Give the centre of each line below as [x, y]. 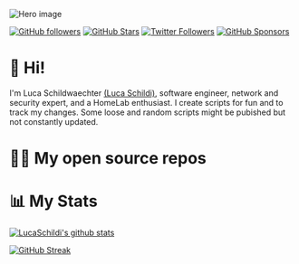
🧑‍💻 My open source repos [108, 159]
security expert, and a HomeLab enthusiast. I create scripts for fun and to [146, 102]
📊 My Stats [53, 201]
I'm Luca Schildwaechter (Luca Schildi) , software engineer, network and [144, 93]
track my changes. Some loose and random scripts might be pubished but [148, 112]
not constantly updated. [54, 121]
